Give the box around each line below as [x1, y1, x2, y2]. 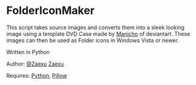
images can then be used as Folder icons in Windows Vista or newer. [6, 36, 180, 44]
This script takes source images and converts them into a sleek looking [6, 24, 184, 31]
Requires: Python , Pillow [6, 72, 68, 79]
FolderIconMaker [6, 4, 95, 18]
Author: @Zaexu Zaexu [6, 60, 64, 67]
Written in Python [6, 48, 50, 55]
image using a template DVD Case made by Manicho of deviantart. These [6, 30, 191, 37]
